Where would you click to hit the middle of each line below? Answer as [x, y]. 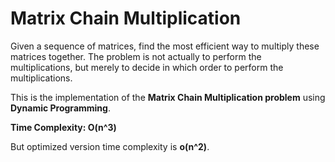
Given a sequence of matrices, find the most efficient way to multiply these [165, 46]
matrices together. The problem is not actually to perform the [136, 56]
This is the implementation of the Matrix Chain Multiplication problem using [168, 97]
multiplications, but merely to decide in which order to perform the [147, 67]
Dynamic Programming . [60, 108]
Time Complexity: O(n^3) [63, 127]
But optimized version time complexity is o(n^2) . [110, 146]
